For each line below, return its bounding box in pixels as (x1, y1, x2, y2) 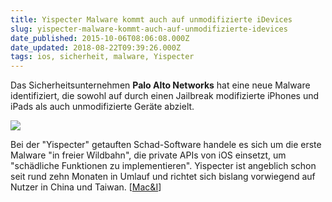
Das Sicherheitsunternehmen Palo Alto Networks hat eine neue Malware (10, 79, 311, 91)
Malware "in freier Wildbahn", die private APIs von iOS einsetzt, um (10, 149, 287, 161)
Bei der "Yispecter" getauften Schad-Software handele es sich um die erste (10, 139, 322, 151)
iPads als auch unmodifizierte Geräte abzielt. (10, 101, 195, 113)
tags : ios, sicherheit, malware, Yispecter (10, 52, 195, 62)
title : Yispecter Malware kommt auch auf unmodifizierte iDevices (10, 14, 293, 25)
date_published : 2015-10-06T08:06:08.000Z (10, 33, 190, 43)
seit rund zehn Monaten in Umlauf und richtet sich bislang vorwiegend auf (10, 171, 316, 183)
